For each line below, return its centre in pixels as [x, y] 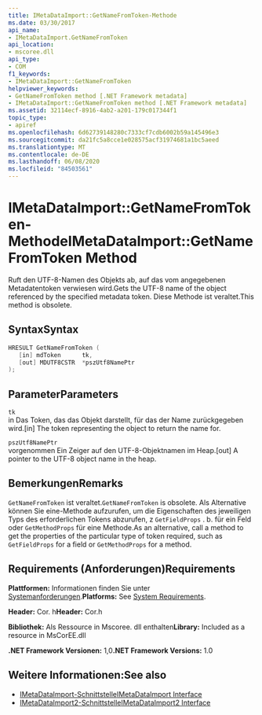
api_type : [24, 60]
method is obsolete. [40, 304]
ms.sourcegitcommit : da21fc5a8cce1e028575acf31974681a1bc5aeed [114, 140]
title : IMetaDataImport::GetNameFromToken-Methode [93, 15]
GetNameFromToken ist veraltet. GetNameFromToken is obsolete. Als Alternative [127, 502]
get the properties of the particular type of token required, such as [115, 536]
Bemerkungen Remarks [66, 483]
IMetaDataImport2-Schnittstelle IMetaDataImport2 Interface [115, 702]
